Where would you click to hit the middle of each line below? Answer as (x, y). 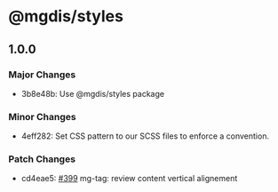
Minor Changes (42, 116)
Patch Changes (42, 159)
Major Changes (42, 75)
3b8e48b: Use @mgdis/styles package (93, 93)
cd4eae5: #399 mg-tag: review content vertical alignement (129, 179)
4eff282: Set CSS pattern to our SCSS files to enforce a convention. (145, 136)
